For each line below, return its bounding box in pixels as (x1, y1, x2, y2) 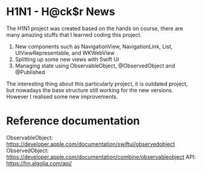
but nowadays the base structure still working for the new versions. (6, 86, 174, 93)
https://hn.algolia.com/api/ (6, 159, 72, 167)
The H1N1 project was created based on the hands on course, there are (6, 25, 183, 32)
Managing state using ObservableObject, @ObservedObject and (14, 62, 175, 69)
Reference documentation (6, 114, 140, 128)
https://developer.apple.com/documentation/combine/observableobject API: (6, 153, 196, 160)
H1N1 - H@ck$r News (6, 5, 116, 19)
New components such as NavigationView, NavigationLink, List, (14, 43, 173, 50)
